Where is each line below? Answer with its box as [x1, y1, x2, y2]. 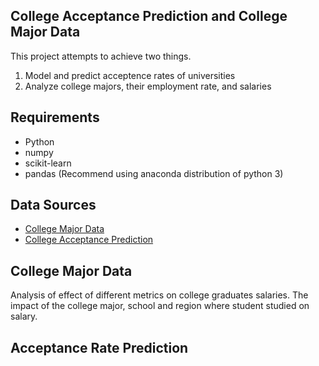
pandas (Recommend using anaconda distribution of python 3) [24, 167, 284, 179]
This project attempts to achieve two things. [10, 50, 192, 62]
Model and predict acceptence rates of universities [24, 69, 236, 81]
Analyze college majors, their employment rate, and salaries [24, 80, 272, 92]
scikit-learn [24, 157, 72, 169]
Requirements [10, 109, 100, 126]
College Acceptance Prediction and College [10, 8, 288, 25]
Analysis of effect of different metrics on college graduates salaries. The [10, 289, 309, 301]
